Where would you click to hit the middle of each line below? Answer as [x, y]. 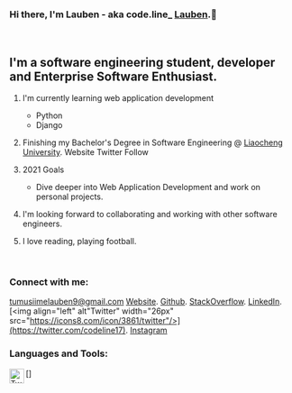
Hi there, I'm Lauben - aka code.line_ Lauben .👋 [114, 14]
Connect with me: [49, 282]
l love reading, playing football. [79, 242]
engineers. [42, 224]
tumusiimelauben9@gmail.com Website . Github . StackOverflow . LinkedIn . [146, 302]
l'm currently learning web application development [118, 98]
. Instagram [147, 330]
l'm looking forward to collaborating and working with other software [150, 215]
